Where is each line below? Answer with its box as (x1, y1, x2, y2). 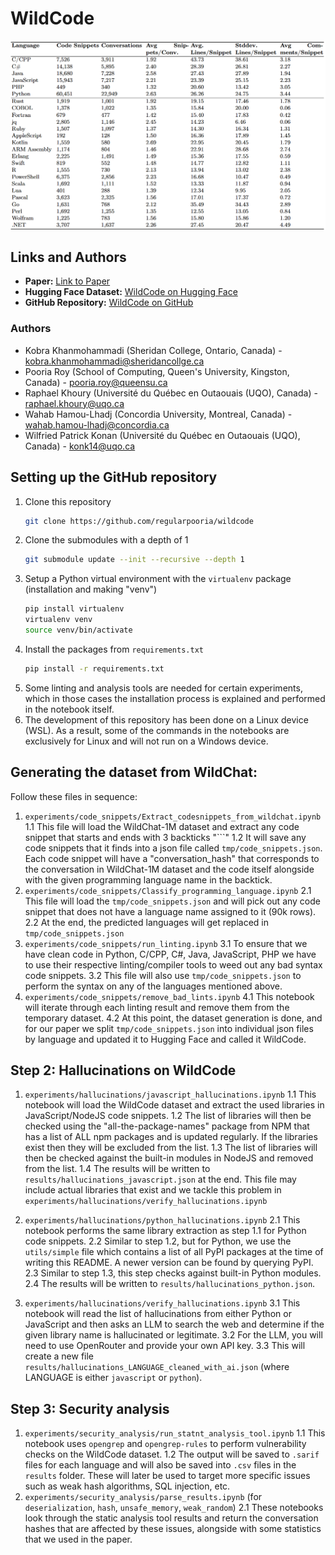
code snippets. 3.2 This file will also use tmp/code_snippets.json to (24, 969, 302, 981)
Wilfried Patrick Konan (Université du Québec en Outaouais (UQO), (24, 429, 301, 441)
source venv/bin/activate (24, 625, 133, 636)
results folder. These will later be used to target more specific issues (24, 1470, 311, 1482)
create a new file (24, 1350, 95, 1362)
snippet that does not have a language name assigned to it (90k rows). (24, 905, 317, 917)
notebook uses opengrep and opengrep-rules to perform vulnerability (24, 1438, 307, 1450)
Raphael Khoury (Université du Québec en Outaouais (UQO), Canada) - (24, 387, 318, 399)
